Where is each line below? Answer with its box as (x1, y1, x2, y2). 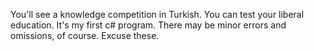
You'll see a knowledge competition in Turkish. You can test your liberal (10, 9, 305, 20)
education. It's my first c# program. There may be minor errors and (10, 19, 287, 31)
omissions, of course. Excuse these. (10, 30, 160, 41)
